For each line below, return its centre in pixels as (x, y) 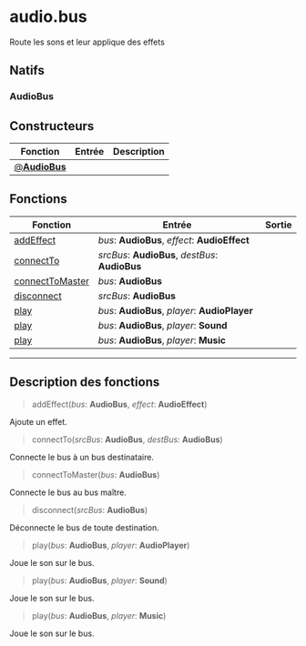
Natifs (27, 71)
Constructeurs (52, 126)
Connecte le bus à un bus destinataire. (82, 457)
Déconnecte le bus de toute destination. (84, 527)
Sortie (279, 225)
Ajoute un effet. (39, 421)
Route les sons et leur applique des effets (87, 42)
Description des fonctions (85, 383)
